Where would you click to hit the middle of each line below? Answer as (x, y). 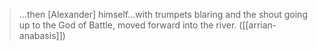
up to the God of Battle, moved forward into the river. (127, 25)
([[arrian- (257, 25)
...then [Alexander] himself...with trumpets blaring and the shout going (163, 14)
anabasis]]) (42, 35)
